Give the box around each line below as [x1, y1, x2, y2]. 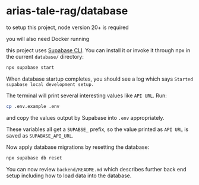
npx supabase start [6, 64, 55, 71]
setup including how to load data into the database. [6, 172, 132, 179]
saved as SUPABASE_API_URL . [6, 132, 74, 139]
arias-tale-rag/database [6, 4, 128, 18]
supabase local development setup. [6, 81, 94, 87]
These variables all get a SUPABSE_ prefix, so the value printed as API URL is [6, 126, 189, 133]
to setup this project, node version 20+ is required [6, 24, 129, 31]
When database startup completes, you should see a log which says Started [6, 75, 193, 82]
